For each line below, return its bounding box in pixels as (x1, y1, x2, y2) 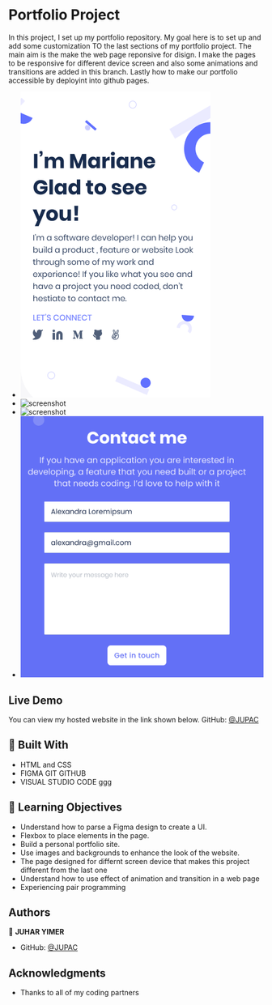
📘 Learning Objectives (8, 800, 123, 815)
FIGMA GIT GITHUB (19, 768, 87, 778)
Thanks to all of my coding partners (19, 988, 139, 998)
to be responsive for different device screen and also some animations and (8, 58, 258, 68)
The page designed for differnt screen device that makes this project (19, 856, 250, 866)
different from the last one (19, 865, 108, 875)
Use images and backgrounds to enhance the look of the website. (19, 848, 240, 858)
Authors (8, 905, 51, 920)
